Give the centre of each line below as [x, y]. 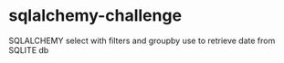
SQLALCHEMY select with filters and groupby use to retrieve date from [142, 40]
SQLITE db [29, 49]
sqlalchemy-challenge [95, 16]
